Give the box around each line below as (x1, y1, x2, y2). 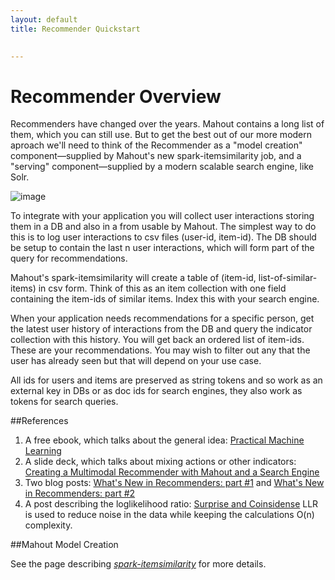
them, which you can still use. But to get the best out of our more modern (10, 129, 313, 141)
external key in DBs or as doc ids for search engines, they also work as (10, 385, 303, 397)
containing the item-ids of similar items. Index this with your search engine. (10, 293, 320, 305)
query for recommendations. (10, 252, 128, 265)
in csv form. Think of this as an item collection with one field (38, 282, 287, 295)
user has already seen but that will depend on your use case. (10, 355, 262, 367)
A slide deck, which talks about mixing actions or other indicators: (24, 456, 297, 468)
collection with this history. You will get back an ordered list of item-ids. (10, 334, 305, 346)
